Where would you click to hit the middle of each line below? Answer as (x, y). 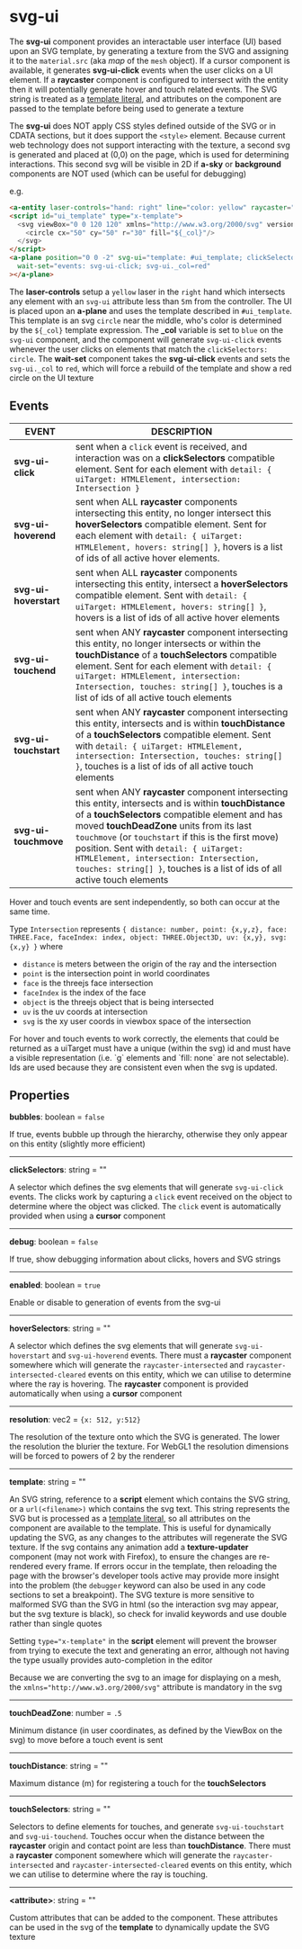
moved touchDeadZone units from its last (163, 825)
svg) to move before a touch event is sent (86, 1740)
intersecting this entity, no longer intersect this (173, 513)
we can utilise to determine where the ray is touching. (109, 1874)
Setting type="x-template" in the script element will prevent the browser (143, 1641)
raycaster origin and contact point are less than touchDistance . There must (150, 1846)
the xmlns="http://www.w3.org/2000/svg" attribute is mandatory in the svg (146, 1687)
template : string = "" (48, 1482)
